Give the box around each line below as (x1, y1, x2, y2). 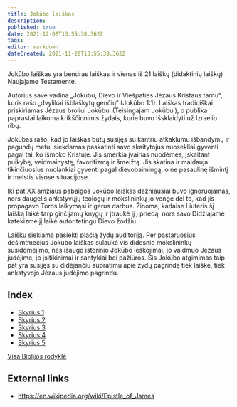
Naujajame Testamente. (7, 77, 77, 85)
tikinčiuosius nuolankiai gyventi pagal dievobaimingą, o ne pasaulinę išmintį (7, 165, 229, 174)
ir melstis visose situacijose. (7, 172, 90, 181)
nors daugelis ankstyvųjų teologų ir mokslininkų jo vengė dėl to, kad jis (7, 194, 215, 203)
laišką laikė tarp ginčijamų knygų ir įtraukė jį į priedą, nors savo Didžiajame (7, 209, 226, 218)
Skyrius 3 (17, 323, 46, 332)
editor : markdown (7, 43, 59, 51)
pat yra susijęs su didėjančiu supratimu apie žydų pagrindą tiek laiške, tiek (7, 260, 226, 269)
